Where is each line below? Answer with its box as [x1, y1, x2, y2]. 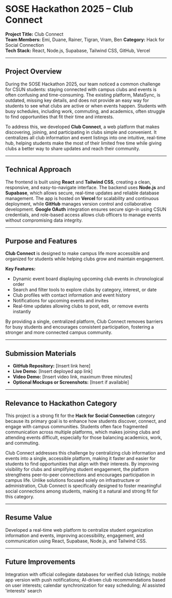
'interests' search [5, 587, 42, 594]
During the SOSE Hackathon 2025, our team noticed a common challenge [5, 81, 161, 87]
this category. [5, 494, 34, 499]
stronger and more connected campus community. [5, 330, 113, 336]
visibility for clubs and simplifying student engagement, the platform [5, 466, 149, 472]
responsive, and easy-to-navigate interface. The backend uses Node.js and [5, 184, 165, 190]
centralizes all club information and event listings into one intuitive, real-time [5, 134, 166, 140]
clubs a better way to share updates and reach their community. [5, 145, 140, 152]
